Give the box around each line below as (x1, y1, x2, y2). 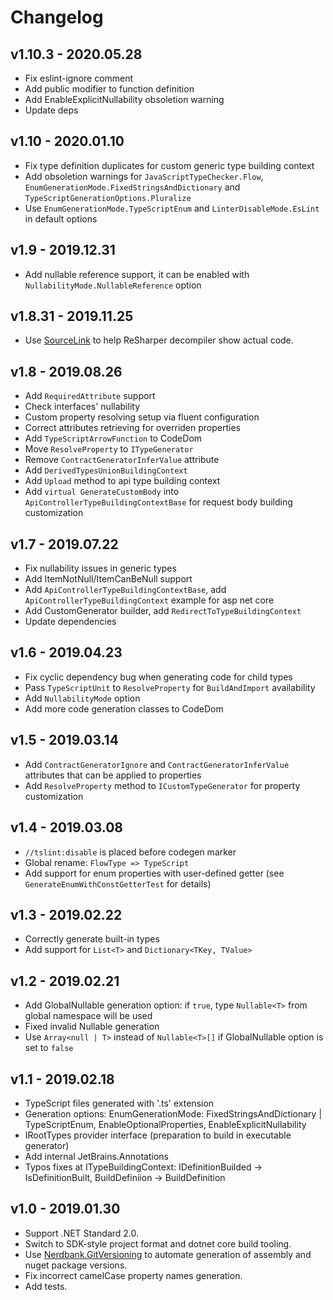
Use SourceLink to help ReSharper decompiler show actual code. (24, 334, 294, 346)
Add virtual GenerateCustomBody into (24, 486, 180, 498)
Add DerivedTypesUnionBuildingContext (24, 464, 188, 476)
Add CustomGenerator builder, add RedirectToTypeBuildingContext (24, 605, 302, 617)
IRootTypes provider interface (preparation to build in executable (24, 1129, 292, 1141)
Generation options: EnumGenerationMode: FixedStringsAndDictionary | (24, 1107, 323, 1120)
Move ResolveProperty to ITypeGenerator (24, 443, 194, 455)
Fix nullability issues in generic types (24, 562, 177, 575)
